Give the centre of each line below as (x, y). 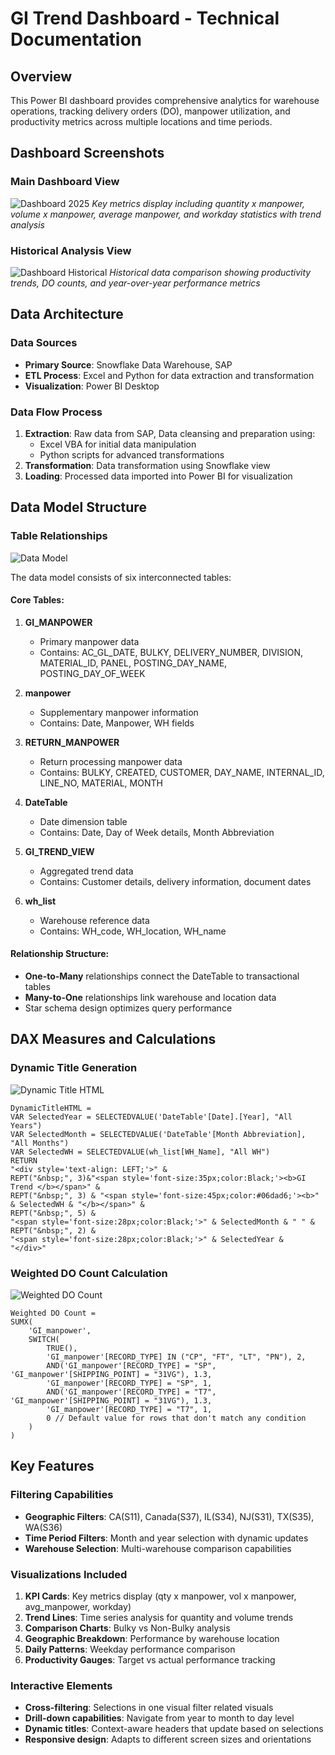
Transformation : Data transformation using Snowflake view (147, 465)
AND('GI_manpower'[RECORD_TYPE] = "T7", (131, 1392)
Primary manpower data (89, 641)
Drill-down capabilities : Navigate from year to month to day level (159, 1718)
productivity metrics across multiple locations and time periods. (141, 121)
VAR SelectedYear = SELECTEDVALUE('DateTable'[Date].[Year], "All (151, 1117)
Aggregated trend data (86, 871)
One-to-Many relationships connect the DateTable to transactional (162, 976)
